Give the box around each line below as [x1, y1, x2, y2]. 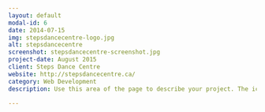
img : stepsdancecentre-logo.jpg [8, 33, 114, 42]
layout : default [8, 11, 62, 20]
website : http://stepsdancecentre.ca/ [8, 70, 136, 78]
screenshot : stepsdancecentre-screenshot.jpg [8, 48, 160, 56]
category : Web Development [8, 77, 97, 85]
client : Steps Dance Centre [8, 63, 101, 71]
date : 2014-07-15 [8, 26, 65, 34]
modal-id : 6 [8, 19, 47, 27]
